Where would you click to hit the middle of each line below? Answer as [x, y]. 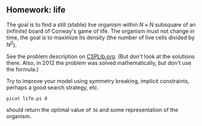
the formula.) [23, 70]
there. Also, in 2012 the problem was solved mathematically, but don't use [99, 63]
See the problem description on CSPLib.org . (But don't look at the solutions [100, 56]
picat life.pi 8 [27, 99]
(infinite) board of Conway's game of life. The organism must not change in [100, 31]
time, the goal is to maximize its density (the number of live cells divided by [100, 37]
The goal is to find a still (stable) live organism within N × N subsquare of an [101, 24]
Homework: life [36, 10]
